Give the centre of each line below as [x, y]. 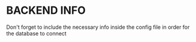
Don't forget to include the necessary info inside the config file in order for [98, 27]
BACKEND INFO [46, 10]
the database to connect [37, 33]
